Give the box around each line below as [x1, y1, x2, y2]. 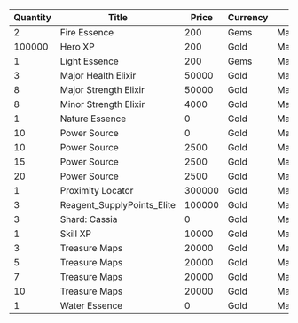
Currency [227, 12, 269, 23]
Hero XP [59, 41, 95, 52]
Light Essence [59, 55, 120, 67]
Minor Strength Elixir [59, 98, 145, 110]
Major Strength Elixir [59, 84, 145, 96]
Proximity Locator [59, 185, 134, 196]
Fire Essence [59, 27, 114, 38]
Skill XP [59, 227, 91, 240]
